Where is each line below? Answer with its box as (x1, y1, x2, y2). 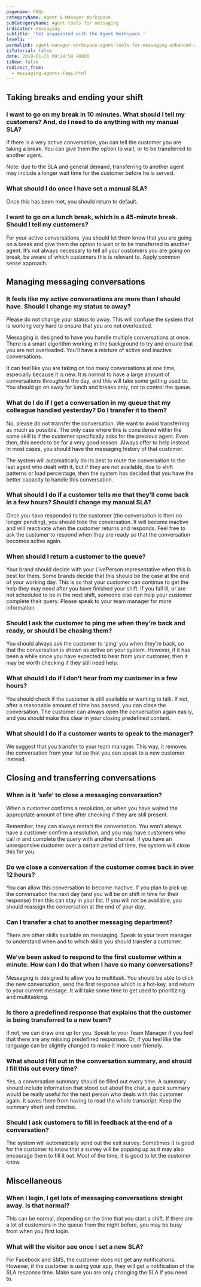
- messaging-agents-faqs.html (11, 70, 87, 76)
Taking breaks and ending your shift (6, 92, 144, 102)
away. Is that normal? (6, 1201, 70, 1210)
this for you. (6, 848, 36, 855)
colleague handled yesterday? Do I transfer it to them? (6, 406, 167, 414)
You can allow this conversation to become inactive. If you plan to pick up (6, 884, 188, 891)
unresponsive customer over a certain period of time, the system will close (6, 841, 190, 849)
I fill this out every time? (6, 1064, 78, 1073)
